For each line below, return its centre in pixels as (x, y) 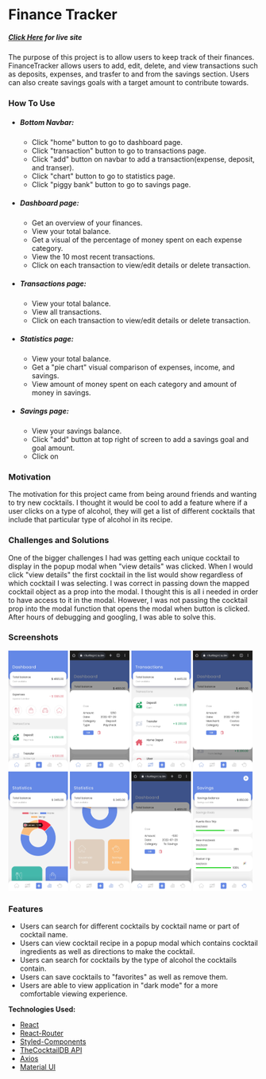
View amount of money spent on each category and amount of (134, 384)
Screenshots (33, 637)
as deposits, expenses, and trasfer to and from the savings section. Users (129, 74)
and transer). (53, 168)
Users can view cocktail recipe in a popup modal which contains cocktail (139, 943)
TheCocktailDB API (51, 1050)
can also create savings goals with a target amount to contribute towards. (129, 83)
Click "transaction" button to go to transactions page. (119, 151)
